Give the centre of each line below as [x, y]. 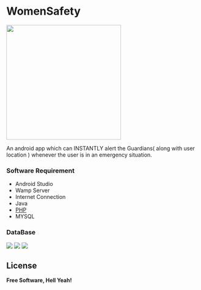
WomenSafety [44, 11]
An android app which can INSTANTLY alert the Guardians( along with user [101, 148]
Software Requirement [41, 171]
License [22, 265]
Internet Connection [40, 197]
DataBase [21, 232]
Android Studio [34, 184]
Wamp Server [32, 190]
